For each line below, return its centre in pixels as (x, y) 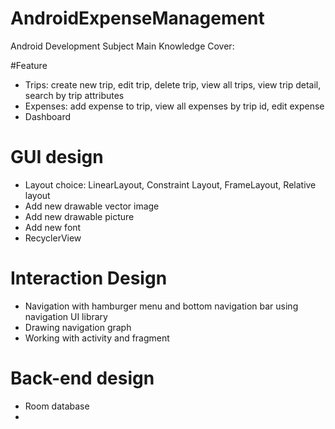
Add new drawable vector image (92, 206)
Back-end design (82, 378)
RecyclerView (53, 238)
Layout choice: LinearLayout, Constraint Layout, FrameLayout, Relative (170, 184)
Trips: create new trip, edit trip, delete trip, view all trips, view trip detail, (173, 84)
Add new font (53, 227)
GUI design (57, 157)
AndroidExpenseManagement (137, 18)
